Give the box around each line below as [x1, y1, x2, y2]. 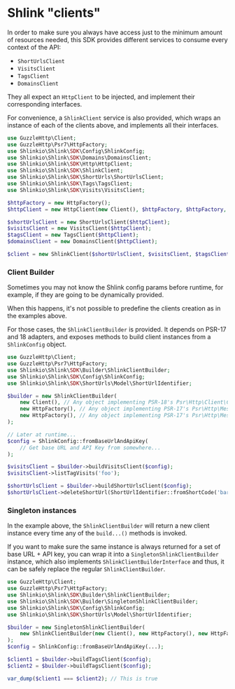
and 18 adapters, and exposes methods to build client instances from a [7, 333, 211, 341]
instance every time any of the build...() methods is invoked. [7, 529, 187, 538]
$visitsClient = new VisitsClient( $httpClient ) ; [7, 225, 152, 232]
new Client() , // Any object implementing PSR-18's [20, 399, 173, 406]
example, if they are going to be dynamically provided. [7, 291, 164, 299]
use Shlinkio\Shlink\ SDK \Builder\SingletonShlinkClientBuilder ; [7, 598, 199, 605]
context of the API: [7, 43, 62, 51]
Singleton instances [7, 505, 77, 515]
